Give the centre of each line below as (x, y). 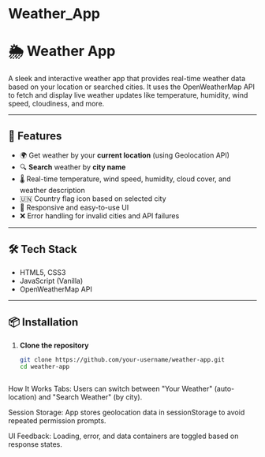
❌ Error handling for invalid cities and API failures (99, 215)
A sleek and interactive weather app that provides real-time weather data (127, 79)
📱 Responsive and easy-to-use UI (74, 207)
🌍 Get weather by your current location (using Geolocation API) (125, 155)
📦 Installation (43, 323)
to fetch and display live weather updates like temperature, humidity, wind (128, 95)
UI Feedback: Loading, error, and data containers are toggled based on (123, 436)
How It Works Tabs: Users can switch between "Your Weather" (110, 389)
